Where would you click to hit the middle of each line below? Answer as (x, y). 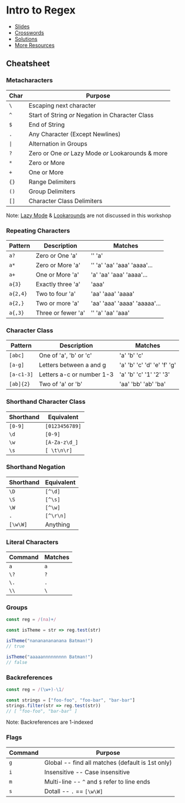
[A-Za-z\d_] (62, 442)
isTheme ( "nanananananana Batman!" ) (50, 641)
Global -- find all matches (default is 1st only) (108, 762)
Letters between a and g (73, 365)
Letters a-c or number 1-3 (76, 374)
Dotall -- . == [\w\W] (74, 791)
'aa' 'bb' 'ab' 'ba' (143, 384)
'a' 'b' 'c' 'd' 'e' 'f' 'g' (148, 365)
